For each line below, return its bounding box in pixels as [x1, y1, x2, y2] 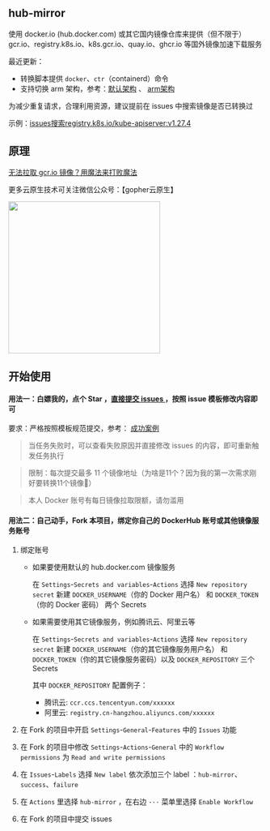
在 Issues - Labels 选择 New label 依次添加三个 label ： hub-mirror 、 [19, 769, 243, 779]
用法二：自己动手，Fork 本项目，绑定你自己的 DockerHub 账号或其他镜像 [8, 515, 252, 525]
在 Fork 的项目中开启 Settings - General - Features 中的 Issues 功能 [19, 725, 237, 735]
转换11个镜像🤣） [42, 478, 96, 488]
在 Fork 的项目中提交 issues [19, 814, 112, 824]
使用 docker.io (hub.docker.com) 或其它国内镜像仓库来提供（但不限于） [8, 28, 247, 39]
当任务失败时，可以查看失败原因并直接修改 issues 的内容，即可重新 [27, 441, 252, 451]
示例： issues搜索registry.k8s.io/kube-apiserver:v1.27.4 [8, 118, 192, 128]
